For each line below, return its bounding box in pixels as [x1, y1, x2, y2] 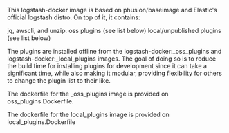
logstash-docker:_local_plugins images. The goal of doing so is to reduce [7, 54, 217, 63]
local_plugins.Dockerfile [7, 118, 76, 126]
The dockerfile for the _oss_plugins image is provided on [7, 90, 169, 98]
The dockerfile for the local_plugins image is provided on [7, 110, 170, 119]
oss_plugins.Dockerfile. [7, 97, 74, 105]
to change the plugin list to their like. [7, 76, 111, 85]
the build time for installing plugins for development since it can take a [7, 62, 208, 70]
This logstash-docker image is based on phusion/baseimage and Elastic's [7, 6, 218, 14]
